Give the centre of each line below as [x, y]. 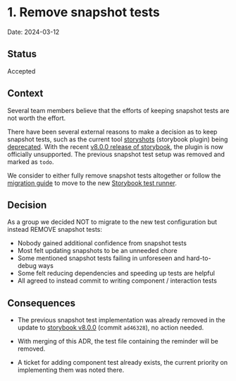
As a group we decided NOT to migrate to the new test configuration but [112, 222]
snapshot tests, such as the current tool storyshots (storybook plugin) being [118, 139]
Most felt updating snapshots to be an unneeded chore [97, 251]
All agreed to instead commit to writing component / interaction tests [117, 281]
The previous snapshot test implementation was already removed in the [121, 320]
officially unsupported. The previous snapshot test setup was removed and [116, 154]
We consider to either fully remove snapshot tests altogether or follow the [114, 175]
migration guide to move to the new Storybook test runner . [92, 183]
